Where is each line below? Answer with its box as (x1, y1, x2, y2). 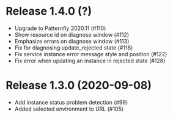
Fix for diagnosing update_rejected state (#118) (14, 44, 133, 51)
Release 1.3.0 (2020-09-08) (6, 78, 152, 92)
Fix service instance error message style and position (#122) (14, 50, 167, 57)
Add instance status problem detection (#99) (14, 98, 128, 106)
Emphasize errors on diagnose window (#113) (14, 37, 130, 45)
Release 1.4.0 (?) (6, 4, 92, 18)
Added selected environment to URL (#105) (14, 105, 123, 112)
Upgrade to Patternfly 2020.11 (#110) (14, 24, 106, 32)
